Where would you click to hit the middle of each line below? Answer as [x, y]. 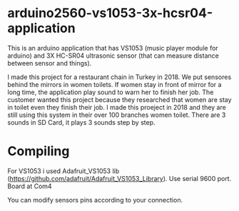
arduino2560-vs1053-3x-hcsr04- [110, 13]
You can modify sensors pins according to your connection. [95, 200]
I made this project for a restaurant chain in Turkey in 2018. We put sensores [119, 77]
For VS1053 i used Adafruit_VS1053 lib [63, 171]
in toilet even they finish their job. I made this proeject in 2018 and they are [117, 107]
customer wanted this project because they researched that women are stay [119, 99]
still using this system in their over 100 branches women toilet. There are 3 [117, 115]
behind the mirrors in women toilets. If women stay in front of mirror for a [115, 84]
